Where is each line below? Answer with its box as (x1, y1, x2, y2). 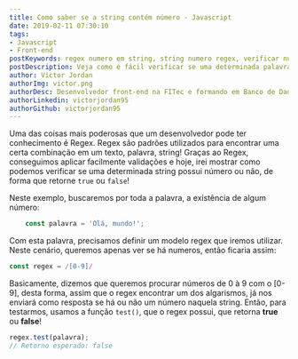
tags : (9, 29, 29, 38)
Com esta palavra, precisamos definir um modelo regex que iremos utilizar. (9, 235, 284, 246)
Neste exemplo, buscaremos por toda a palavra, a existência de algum (9, 193, 266, 203)
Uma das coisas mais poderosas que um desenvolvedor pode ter (9, 128, 247, 139)
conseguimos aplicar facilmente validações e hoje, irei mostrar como (9, 156, 261, 167)
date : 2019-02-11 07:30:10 (9, 21, 109, 30)
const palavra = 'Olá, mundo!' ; (25, 219, 145, 228)
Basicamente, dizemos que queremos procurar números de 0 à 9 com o (9, 278, 272, 289)
